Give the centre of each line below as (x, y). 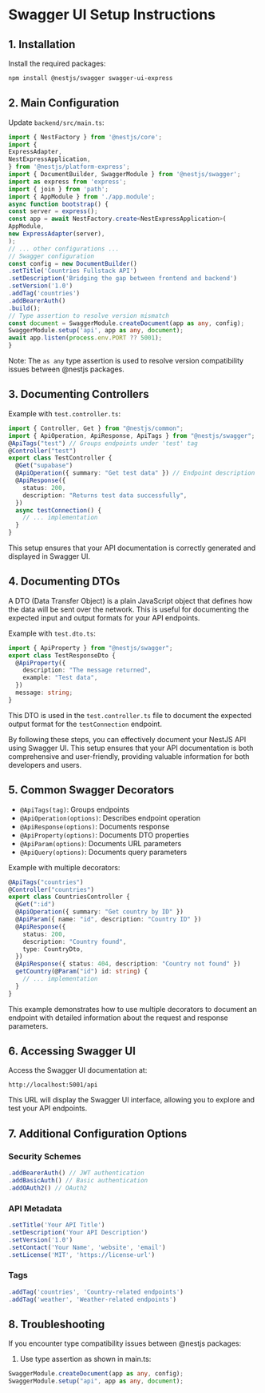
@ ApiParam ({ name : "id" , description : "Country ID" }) (109, 919)
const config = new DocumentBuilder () (73, 263)
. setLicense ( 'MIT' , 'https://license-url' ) (82, 1255)
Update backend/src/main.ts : (57, 122)
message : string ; (44, 693)
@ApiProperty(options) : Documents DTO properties (105, 835)
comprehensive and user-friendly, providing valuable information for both (129, 756)
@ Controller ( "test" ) (43, 451)
